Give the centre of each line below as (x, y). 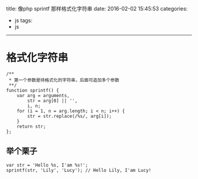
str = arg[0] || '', (52, 101)
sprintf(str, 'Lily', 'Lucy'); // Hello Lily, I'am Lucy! (79, 170)
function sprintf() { (33, 90)
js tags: (24, 20)
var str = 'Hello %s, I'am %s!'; (47, 165)
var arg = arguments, (43, 95)
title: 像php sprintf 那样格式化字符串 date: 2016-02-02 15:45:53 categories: (97, 9)
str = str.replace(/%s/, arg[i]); (70, 116)
